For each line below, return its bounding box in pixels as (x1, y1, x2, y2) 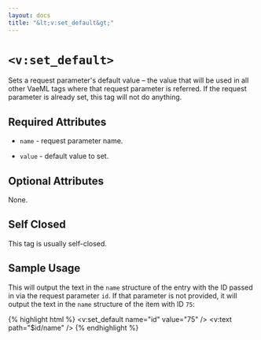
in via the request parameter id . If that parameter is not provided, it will (8, 290, 237, 300)
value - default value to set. (19, 151, 109, 161)
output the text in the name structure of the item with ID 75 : (8, 299, 195, 309)
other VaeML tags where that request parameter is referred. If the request (8, 84, 247, 94)
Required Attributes (8, 115, 107, 128)
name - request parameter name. (19, 136, 123, 146)
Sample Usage (8, 261, 81, 275)
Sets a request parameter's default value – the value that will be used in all (8, 76, 249, 85)
